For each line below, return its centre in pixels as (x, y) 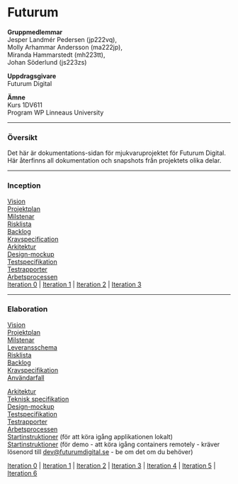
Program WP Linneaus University (56, 112)
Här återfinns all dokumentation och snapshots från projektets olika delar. (114, 161)
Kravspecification (33, 239)
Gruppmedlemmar (35, 32)
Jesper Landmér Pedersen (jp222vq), (62, 39)
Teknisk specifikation (38, 399)
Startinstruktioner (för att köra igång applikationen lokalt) (90, 436)
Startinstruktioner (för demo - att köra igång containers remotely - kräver (114, 444)
